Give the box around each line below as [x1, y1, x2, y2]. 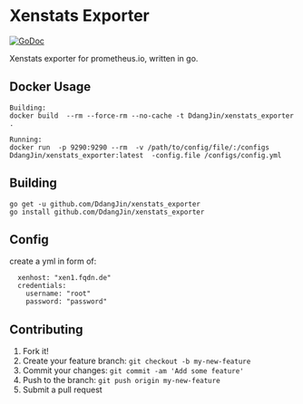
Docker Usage [9, 79, 92, 95]
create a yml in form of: [9, 255, 97, 267]
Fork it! [22, 346, 50, 357]
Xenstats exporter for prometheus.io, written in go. [9, 53, 199, 63]
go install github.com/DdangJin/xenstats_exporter [9, 207, 205, 216]
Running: [9, 135, 43, 144]
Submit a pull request [22, 384, 103, 395]
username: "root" [25, 289, 92, 299]
